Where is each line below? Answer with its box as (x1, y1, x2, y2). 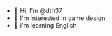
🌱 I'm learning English (13, 21, 77, 29)
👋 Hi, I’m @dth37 (13, 7, 63, 15)
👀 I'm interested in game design (13, 14, 106, 22)
